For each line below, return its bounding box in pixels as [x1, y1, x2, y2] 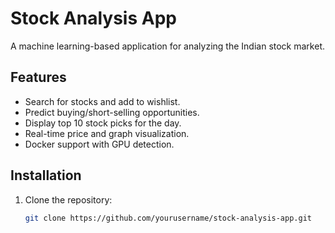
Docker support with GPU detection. [24, 138, 175, 150]
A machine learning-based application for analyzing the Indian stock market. [10, 40, 325, 52]
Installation [10, 167, 82, 184]
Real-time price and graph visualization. [24, 127, 190, 139]
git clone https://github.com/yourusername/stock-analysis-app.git [24, 213, 312, 223]
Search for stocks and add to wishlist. [24, 95, 181, 107]
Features [10, 69, 67, 86]
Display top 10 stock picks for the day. [24, 117, 182, 129]
